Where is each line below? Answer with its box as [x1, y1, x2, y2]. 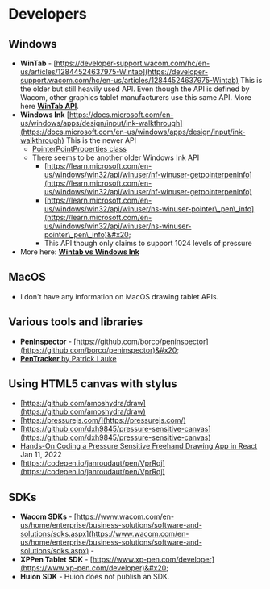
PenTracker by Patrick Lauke [19, 353, 117, 363]
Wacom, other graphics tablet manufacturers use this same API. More [19, 93, 252, 102]
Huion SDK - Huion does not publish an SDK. [19, 572, 170, 582]
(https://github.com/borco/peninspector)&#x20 [19, 345, 177, 355]
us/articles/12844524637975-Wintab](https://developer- [19, 67, 208, 77]
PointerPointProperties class [31, 144, 127, 153]
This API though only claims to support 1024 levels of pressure [44, 239, 252, 248]
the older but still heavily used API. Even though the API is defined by [19, 84, 250, 94]
